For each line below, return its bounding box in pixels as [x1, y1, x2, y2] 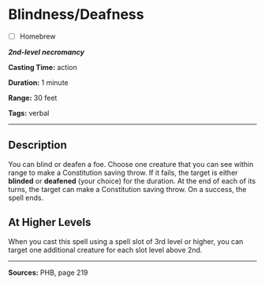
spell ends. [8, 193, 44, 202]
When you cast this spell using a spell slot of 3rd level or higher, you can [8, 236, 244, 246]
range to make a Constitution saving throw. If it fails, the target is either [8, 168, 238, 177]
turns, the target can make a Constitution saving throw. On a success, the [8, 184, 247, 194]
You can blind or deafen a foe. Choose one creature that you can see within [8, 159, 254, 168]
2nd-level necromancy [8, 47, 85, 57]
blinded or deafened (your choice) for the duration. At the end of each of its [8, 176, 256, 186]
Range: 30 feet [8, 93, 58, 102]
